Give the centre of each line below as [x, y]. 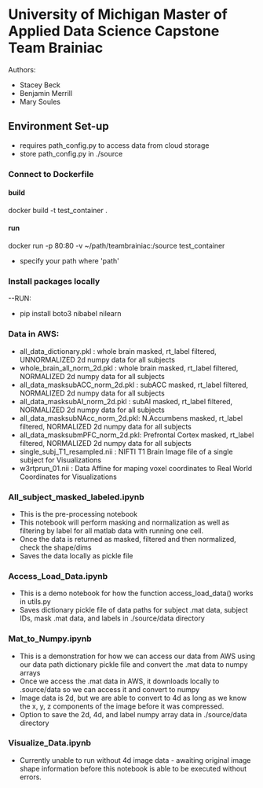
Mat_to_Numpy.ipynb [50, 639]
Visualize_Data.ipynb [50, 743]
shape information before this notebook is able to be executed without [133, 768]
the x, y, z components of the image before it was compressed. [122, 706]
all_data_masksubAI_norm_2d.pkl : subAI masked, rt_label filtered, [126, 401]
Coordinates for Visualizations [68, 477]
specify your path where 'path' [69, 261]
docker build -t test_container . [58, 210]
